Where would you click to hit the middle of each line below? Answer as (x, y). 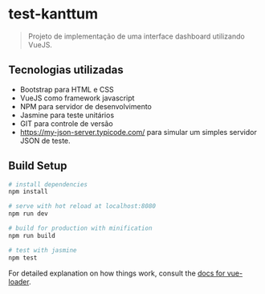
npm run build (32, 235)
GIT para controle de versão (67, 123)
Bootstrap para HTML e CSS (67, 89)
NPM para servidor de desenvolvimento (86, 106)
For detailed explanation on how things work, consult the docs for (117, 273)
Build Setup (38, 166)
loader (19, 281)
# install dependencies (48, 184)
